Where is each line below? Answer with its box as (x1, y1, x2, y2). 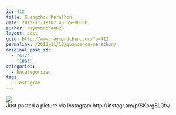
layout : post (6, 31, 38, 37)
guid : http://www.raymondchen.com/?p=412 (6, 36, 109, 42)
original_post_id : (6, 47, 51, 53)
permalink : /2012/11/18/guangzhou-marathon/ (6, 42, 117, 48)
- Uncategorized (11, 69, 51, 75)
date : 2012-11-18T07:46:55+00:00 (6, 19, 88, 25)
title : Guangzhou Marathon (6, 14, 72, 20)
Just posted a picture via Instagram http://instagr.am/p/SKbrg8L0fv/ (6, 102, 171, 109)
